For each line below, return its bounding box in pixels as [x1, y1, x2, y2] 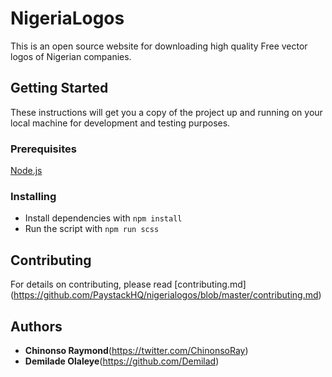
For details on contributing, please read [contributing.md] [10, 278, 247, 291]
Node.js [10, 165, 43, 177]
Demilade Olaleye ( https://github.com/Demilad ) [24, 355, 220, 367]
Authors [10, 318, 63, 335]
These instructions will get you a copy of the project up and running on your [10, 106, 323, 118]
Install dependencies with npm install [24, 212, 183, 224]
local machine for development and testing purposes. [10, 117, 231, 129]
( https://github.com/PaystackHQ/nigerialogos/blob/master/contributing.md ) [10, 289, 322, 301]
